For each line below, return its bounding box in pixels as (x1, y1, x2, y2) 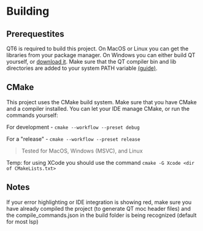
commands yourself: (6, 112, 58, 119)
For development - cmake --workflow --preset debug (6, 123, 140, 131)
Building (6, 4, 50, 18)
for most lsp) (6, 218, 39, 225)
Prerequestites (6, 29, 64, 39)
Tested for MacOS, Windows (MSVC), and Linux (21, 147, 143, 154)
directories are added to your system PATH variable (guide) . (6, 64, 158, 72)
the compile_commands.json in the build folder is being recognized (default (6, 211, 197, 219)
